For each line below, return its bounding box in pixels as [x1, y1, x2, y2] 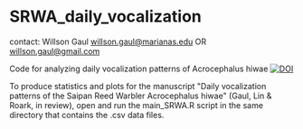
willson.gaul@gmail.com [9, 45, 100, 56]
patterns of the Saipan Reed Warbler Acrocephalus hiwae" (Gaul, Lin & [9, 90, 272, 101]
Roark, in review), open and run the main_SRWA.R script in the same [9, 99, 264, 110]
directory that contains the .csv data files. [9, 109, 165, 120]
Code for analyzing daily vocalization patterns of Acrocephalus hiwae [9, 63, 269, 74]
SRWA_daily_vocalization [9, 6, 202, 27]
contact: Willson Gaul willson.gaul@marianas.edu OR [9, 36, 206, 47]
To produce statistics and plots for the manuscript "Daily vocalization [9, 80, 267, 91]
